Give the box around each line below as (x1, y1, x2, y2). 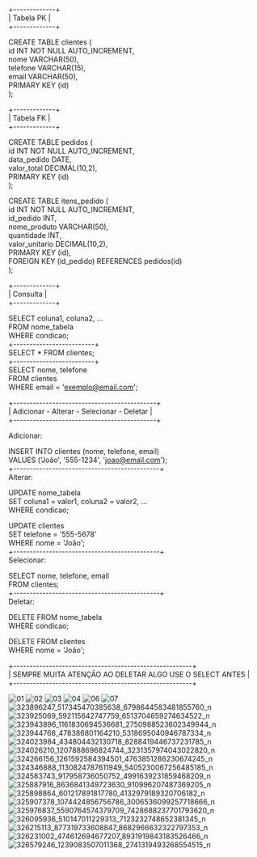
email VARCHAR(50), (8, 72, 78, 81)
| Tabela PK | (8, 13, 51, 23)
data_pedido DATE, (8, 155, 72, 164)
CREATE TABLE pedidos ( (8, 138, 93, 146)
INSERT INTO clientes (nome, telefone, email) (8, 447, 160, 456)
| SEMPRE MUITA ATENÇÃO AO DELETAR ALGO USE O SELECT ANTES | (8, 669, 251, 679)
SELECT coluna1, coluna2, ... (8, 313, 103, 323)
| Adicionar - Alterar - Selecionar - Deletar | (8, 406, 153, 416)
